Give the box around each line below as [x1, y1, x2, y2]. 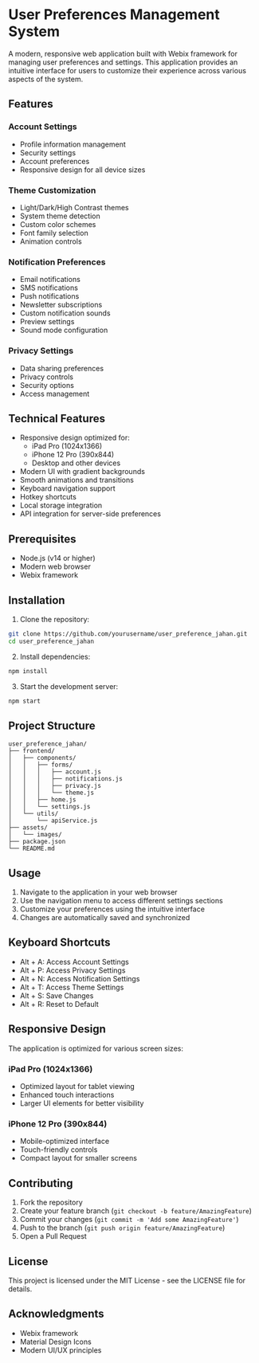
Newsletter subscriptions [19, 300, 103, 310]
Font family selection [19, 228, 89, 237]
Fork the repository [19, 1197, 84, 1208]
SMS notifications [19, 283, 78, 292]
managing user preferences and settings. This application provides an [8, 57, 238, 67]
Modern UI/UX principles [19, 1345, 102, 1355]
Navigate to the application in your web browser [19, 887, 178, 897]
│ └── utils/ [8, 810, 59, 818]
